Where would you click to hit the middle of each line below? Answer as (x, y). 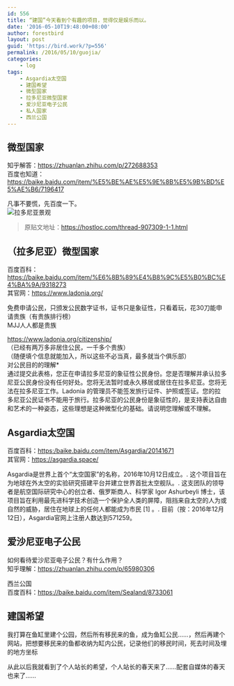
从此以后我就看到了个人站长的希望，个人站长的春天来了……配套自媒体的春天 (116, 666)
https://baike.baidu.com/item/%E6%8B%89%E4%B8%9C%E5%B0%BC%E (117, 277)
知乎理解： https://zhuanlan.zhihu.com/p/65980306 (81, 568)
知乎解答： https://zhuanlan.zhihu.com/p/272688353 (83, 165)
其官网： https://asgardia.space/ (53, 459)
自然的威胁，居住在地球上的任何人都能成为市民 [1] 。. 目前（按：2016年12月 (116, 509)
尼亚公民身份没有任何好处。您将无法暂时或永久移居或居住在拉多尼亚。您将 (114, 382)
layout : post (26, 40)
